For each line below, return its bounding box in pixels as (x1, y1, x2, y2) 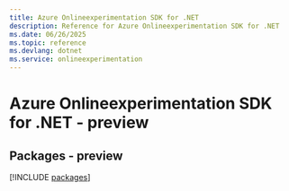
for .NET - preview (9, 113, 149, 133)
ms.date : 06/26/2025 (9, 30, 87, 39)
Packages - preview (9, 148, 123, 163)
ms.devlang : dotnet (9, 47, 83, 56)
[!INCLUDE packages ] (9, 172, 91, 182)
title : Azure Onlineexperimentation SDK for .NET (9, 13, 200, 22)
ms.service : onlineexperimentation (9, 55, 143, 64)
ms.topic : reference (9, 38, 87, 48)
